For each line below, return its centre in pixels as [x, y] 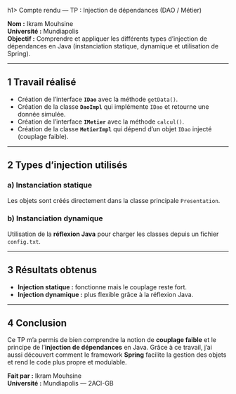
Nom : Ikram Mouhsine [40, 24]
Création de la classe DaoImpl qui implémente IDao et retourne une [113, 106]
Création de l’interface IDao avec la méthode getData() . [98, 99]
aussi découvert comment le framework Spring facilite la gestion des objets [117, 355]
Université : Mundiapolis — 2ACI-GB [60, 383]
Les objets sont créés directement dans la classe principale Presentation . [114, 200]
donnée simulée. [41, 114]
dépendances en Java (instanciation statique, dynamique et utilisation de [113, 46]
